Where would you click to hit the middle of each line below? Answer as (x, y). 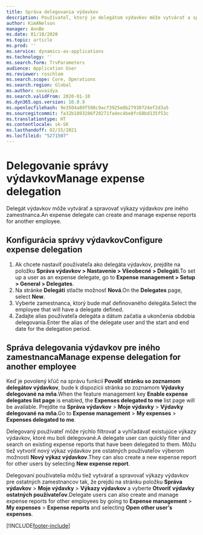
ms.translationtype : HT (36, 119)
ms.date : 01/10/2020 (32, 35)
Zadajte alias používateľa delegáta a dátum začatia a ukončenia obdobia (105, 316)
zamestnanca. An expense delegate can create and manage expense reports (101, 214)
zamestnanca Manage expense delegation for (94, 357)
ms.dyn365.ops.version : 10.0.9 (46, 102)
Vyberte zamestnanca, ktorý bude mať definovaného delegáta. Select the (106, 303)
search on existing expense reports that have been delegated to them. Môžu (101, 444)
